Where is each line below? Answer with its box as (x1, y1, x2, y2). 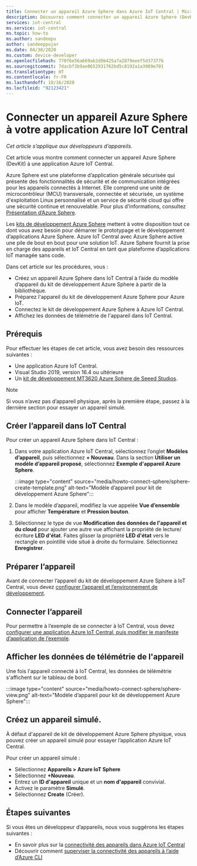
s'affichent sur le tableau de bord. (6, 674, 88, 681)
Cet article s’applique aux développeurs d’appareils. (6, 142, 133, 149)
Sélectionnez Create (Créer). (14, 791, 85, 798)
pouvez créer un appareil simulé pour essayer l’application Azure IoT (6, 737, 172, 744)
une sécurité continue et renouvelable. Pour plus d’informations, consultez (6, 202, 186, 209)
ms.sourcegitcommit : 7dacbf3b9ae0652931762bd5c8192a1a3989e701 (6, 63, 164, 69)
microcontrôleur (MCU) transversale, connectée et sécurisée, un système (6, 190, 184, 197)
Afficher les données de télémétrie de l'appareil (6, 652, 184, 662)
